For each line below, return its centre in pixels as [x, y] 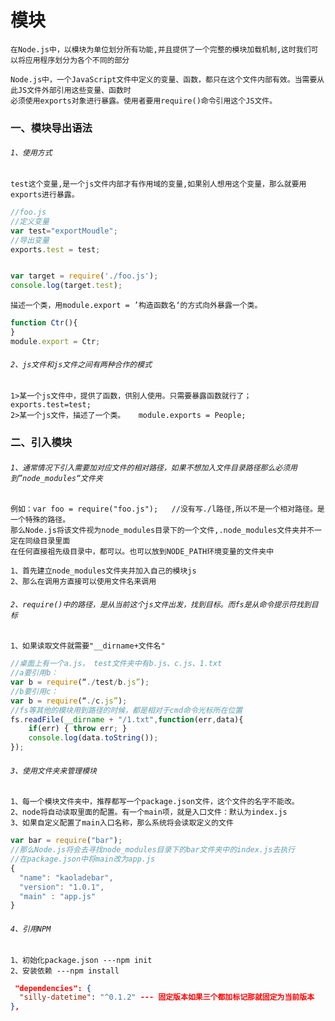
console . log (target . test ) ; [66, 286]
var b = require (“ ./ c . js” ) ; [69, 701]
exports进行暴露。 [45, 195]
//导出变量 [30, 240]
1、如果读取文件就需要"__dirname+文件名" [88, 646]
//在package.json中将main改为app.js [83, 859]
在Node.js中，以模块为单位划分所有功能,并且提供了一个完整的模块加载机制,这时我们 [161, 49]
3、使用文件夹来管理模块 [53, 771]
